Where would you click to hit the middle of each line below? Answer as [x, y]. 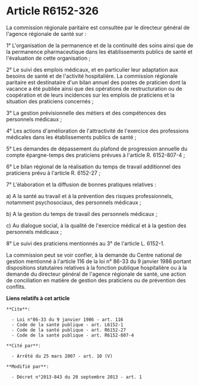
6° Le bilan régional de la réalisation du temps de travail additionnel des [94, 166]
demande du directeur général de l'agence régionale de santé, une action [96, 274]
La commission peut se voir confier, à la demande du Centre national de [94, 255]
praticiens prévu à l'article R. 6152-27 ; [53, 173]
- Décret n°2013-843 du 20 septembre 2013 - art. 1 [77, 377]
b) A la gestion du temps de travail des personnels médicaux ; [82, 214]
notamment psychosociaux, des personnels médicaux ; [74, 202]
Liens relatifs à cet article [38, 298]
